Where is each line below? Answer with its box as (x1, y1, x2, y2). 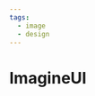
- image (17, 21, 47, 30)
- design (17, 29, 50, 38)
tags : (9, 12, 30, 22)
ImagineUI (9, 68, 87, 88)
